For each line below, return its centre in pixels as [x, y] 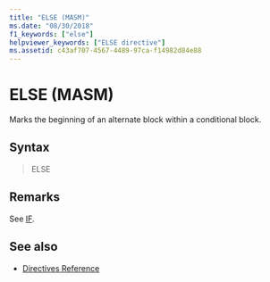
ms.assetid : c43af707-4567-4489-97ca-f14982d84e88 [105, 51]
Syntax [30, 148]
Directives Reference [61, 268]
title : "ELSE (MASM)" [50, 17]
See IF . [22, 219]
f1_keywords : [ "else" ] [51, 34]
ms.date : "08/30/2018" [51, 26]
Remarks [35, 197]
